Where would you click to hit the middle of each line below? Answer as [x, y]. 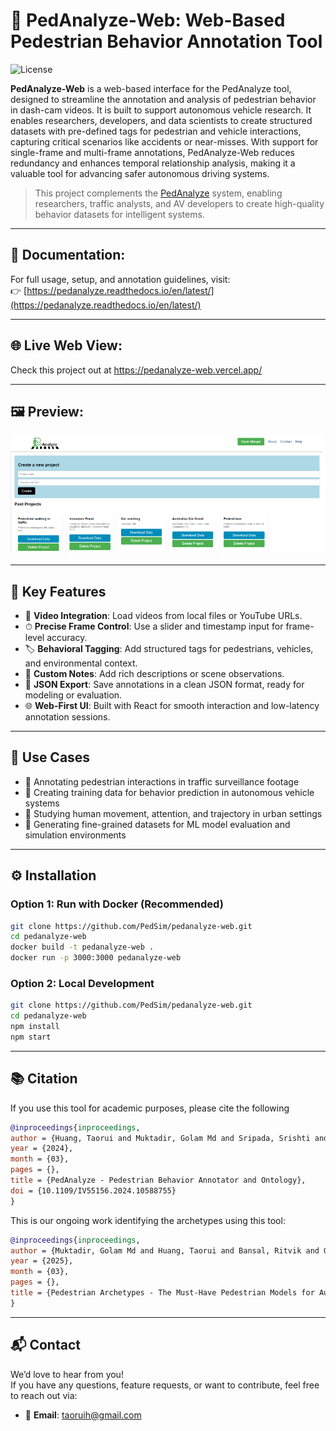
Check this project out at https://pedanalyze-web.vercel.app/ [136, 370]
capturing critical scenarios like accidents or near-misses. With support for [164, 141]
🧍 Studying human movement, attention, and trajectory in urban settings [173, 813]
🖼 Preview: [47, 411]
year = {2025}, [42, 1261]
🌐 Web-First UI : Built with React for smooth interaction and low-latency [172, 706]
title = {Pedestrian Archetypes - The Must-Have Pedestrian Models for [162, 1293]
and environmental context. [81, 663]
